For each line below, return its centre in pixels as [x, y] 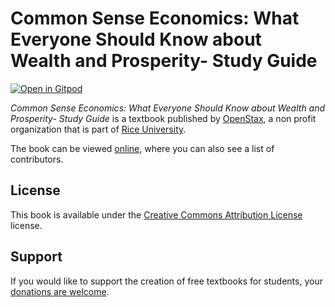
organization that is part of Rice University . [98, 129]
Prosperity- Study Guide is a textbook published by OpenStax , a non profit [163, 118]
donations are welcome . [60, 291]
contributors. [37, 159]
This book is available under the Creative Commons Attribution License [156, 214]
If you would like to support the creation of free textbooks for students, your [166, 281]
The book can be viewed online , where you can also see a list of [142, 148]
